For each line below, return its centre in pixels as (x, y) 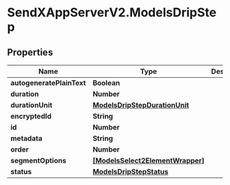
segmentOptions (38, 160)
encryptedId (31, 116)
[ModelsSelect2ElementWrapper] (148, 160)
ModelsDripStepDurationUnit (141, 105)
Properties (30, 52)
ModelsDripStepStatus (130, 172)
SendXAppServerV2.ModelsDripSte (112, 13)
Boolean (106, 83)
